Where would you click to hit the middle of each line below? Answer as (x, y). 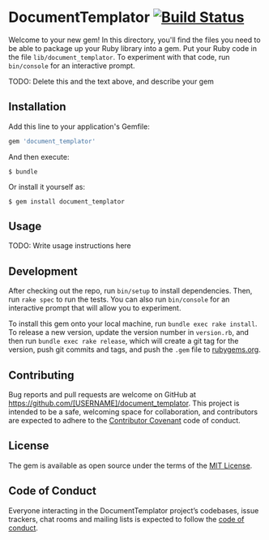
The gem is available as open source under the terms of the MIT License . (130, 465)
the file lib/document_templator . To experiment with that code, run (119, 57)
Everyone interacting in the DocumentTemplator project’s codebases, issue (134, 510)
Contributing (41, 375)
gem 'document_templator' (52, 141)
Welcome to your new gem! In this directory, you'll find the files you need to (134, 40)
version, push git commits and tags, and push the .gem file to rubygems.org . (135, 349)
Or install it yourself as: (47, 186)
